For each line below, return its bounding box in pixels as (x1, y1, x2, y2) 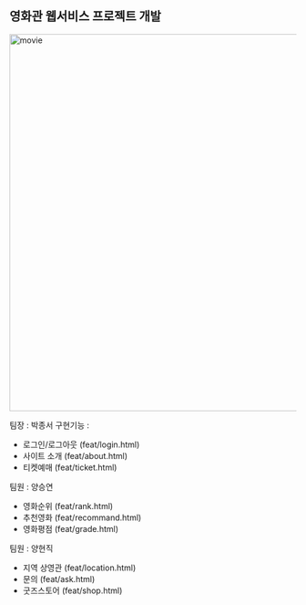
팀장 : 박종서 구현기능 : (9, 419, 89, 431)
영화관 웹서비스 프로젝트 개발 (9, 8, 162, 25)
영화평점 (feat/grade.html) (22, 523, 119, 534)
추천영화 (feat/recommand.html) (22, 512, 142, 523)
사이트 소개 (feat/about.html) (22, 450, 128, 461)
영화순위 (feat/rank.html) (22, 500, 114, 511)
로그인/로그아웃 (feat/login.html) (22, 439, 140, 450)
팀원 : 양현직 (9, 542, 54, 554)
